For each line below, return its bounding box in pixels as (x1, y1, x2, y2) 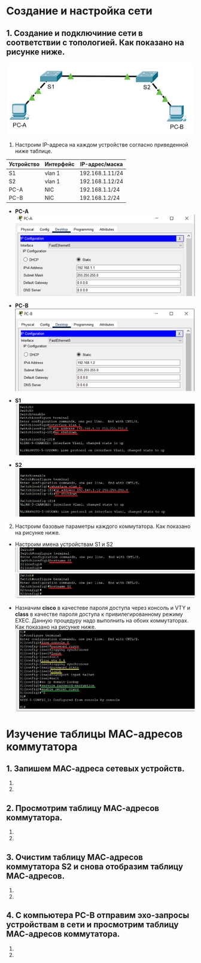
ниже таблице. (14, 147, 53, 154)
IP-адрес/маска (80, 160, 123, 168)
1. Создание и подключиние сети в (6, 28, 144, 38)
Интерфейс (44, 160, 75, 168)
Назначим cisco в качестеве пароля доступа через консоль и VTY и (14, 604, 190, 611)
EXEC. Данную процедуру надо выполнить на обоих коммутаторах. (14, 616, 189, 624)
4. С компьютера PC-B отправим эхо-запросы (6, 910, 190, 921)
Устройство (8, 160, 40, 168)
